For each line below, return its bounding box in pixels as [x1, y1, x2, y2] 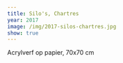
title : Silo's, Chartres [7, 10, 79, 17]
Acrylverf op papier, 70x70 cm [7, 48, 95, 57]
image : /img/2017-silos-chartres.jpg [7, 23, 117, 30]
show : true [7, 29, 39, 37]
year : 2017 [7, 17, 39, 24]
